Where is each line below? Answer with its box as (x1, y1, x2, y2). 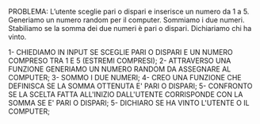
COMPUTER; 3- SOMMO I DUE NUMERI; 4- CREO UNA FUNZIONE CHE (8, 73, 242, 82)
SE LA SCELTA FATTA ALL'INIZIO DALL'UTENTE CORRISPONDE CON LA (8, 90, 243, 99)
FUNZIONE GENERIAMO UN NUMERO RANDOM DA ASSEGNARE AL (8, 64, 231, 74)
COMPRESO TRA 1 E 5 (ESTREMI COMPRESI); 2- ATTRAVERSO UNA (8, 56, 231, 65)
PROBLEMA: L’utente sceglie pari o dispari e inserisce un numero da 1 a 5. (8, 7, 250, 16)
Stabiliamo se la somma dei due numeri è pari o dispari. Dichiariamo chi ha (8, 24, 252, 33)
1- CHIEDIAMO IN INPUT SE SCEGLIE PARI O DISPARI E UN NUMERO (8, 48, 234, 56)
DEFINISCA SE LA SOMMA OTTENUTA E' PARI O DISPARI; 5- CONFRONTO (8, 81, 253, 91)
